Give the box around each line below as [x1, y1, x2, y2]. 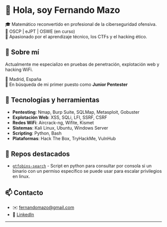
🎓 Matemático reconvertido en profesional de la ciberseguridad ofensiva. [5, 21, 157, 27]
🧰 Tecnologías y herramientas [5, 96, 99, 104]
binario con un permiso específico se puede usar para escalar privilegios [12, 168, 162, 174]
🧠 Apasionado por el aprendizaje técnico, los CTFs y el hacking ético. [5, 33, 148, 39]
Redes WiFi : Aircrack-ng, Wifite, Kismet [12, 119, 94, 126]
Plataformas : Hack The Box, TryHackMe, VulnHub [12, 135, 116, 141]
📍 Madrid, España [5, 76, 42, 82]
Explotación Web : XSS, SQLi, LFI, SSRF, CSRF [12, 114, 107, 120]
